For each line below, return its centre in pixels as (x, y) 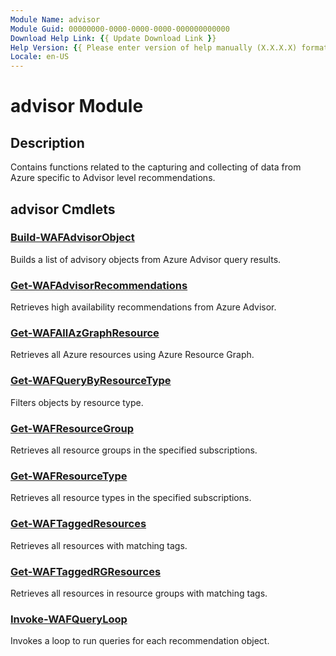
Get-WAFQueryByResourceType (91, 381)
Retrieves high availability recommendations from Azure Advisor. (143, 307)
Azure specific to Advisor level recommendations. (113, 178)
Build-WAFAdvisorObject (72, 238)
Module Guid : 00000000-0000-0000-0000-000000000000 (120, 29)
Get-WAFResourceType (69, 476)
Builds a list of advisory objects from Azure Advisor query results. (146, 259)
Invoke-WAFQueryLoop (69, 619)
